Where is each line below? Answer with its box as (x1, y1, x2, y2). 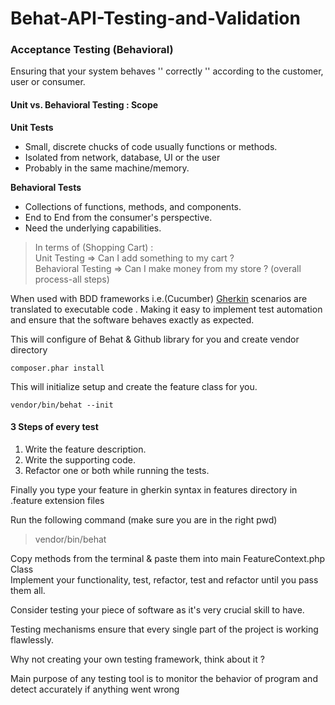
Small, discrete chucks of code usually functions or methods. (24, 140, 278, 152)
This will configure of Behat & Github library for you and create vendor (10, 333, 300, 345)
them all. (10, 584, 46, 596)
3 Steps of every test (10, 421, 99, 433)
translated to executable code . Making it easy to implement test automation (10, 303, 323, 315)
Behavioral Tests (10, 181, 82, 193)
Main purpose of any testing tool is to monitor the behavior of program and (10, 672, 318, 684)
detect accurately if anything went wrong (10, 683, 180, 695)
